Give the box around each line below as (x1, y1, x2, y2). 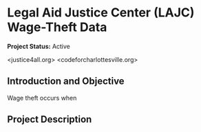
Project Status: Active (7, 42, 71, 50)
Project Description (7, 113, 92, 125)
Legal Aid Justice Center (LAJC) (7, 5, 195, 21)
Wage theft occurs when (7, 93, 77, 102)
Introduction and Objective (7, 76, 125, 87)
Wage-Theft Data (7, 19, 107, 35)
